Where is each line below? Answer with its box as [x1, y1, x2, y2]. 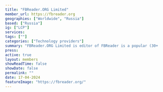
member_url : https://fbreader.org [5, 12, 76, 17]
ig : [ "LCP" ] [5, 25, 29, 30]
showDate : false [5, 66, 38, 71]
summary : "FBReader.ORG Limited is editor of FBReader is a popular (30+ [5, 43, 159, 48]
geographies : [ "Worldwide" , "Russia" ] [5, 16, 84, 21]
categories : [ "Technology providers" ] [5, 39, 84, 44]
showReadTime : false [5, 61, 47, 66]
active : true [5, 52, 32, 57]
